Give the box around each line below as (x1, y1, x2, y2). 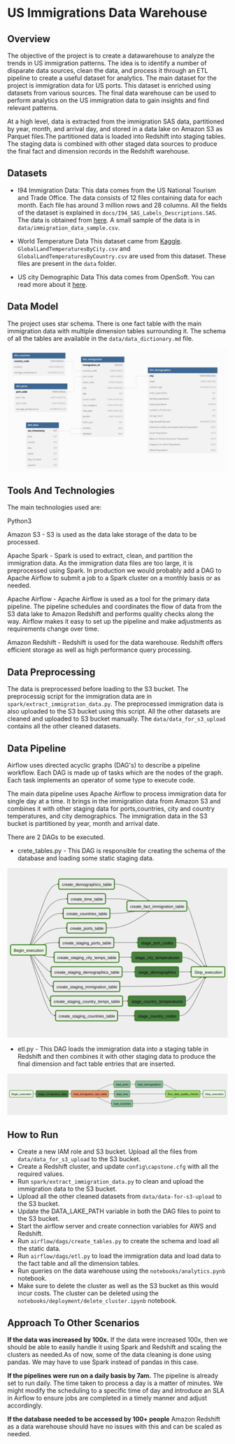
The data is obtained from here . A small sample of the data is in (17, 215, 201, 224)
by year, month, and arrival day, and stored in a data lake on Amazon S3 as (7, 125, 223, 133)
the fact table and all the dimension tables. (17, 1259, 140, 1268)
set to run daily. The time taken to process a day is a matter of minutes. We (7, 1379, 223, 1387)
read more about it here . (17, 280, 87, 288)
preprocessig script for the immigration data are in (7, 693, 152, 701)
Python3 (7, 517, 32, 526)
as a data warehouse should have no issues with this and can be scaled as (7, 1422, 222, 1431)
